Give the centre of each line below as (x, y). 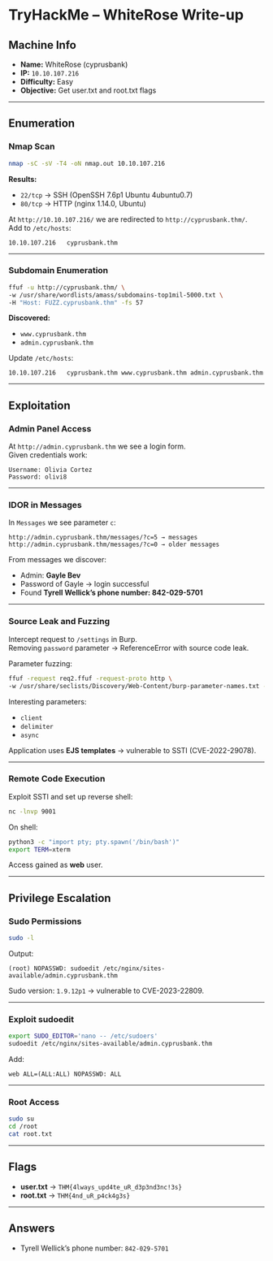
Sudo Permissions (45, 921)
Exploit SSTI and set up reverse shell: (71, 796)
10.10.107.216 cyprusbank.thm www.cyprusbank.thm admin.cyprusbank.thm (136, 373)
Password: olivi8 (38, 477)
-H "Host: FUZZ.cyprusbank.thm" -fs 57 (76, 302)
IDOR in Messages (45, 505)
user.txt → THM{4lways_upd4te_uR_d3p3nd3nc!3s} (101, 1186)
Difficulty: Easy (47, 82)
